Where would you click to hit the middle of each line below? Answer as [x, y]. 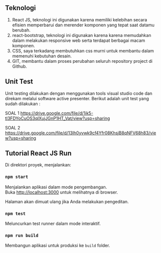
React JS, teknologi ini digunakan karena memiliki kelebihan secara [80, 19]
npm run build [22, 235]
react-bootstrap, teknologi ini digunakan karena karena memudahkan [81, 35]
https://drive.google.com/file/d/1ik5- [57, 113]
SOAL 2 [13, 127]
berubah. [21, 30]
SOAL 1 [12, 113]
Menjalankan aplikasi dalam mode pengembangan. [56, 187]
